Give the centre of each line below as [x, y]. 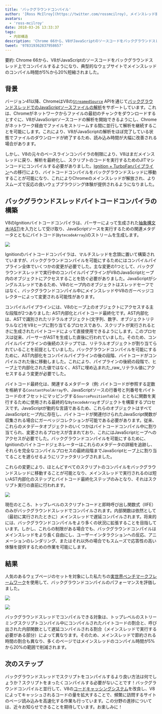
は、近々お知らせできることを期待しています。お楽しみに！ [64, 707]
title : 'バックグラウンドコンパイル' [38, 9]
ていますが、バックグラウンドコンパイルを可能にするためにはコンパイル [77, 260]
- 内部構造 [19, 37]
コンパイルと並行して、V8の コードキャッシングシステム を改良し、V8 [86, 688]
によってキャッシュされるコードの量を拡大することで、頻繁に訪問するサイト [81, 695]
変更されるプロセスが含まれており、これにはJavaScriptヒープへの [91, 432]
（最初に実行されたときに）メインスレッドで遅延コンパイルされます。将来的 [81, 517]
